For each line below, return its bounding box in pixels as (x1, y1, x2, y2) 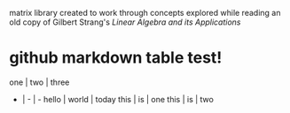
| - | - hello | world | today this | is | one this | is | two (21, 94, 215, 104)
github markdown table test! (9, 48, 223, 68)
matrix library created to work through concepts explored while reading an (9, 8, 281, 18)
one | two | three (9, 77, 70, 87)
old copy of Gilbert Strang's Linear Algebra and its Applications (9, 17, 241, 27)
